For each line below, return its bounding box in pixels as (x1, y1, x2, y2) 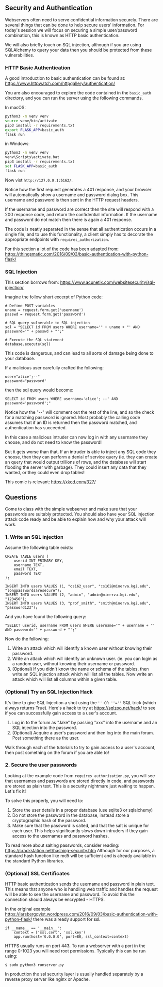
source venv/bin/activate (5, 118, 57, 123)
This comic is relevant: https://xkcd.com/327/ (5, 479, 96, 485)
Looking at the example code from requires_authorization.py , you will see (5, 772, 155, 778)
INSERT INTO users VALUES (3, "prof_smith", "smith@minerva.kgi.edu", (5, 601, 151, 606)
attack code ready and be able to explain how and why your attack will (5, 516, 146, 522)
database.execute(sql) (5, 342, 51, 347)
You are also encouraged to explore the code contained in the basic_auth (5, 90, 151, 96)
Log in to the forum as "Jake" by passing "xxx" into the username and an (12, 719, 158, 725)
